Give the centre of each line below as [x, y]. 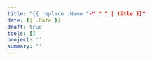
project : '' [25, 40]
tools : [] [22, 33]
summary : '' [25, 46]
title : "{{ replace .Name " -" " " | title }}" [76, 14]
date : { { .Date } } [34, 20]
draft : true [25, 27]
